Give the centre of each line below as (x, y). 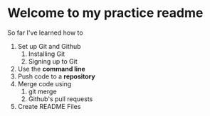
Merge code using (44, 83)
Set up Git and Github (49, 46)
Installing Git (47, 54)
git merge (42, 91)
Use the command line (51, 69)
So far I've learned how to (45, 33)
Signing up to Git (53, 61)
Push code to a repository (56, 76)
